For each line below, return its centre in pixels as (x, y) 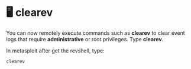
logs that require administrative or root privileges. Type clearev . (85, 39)
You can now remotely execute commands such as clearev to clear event (96, 33)
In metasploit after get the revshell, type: (56, 50)
